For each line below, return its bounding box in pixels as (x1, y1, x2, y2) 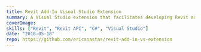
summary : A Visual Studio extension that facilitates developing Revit (6, 14, 188, 20)
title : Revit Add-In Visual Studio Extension (6, 8, 121, 15)
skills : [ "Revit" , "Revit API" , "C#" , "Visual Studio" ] (6, 25, 148, 32)
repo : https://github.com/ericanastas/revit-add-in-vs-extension (6, 36, 172, 42)
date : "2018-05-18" (6, 31, 55, 37)
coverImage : (6, 20, 36, 26)
